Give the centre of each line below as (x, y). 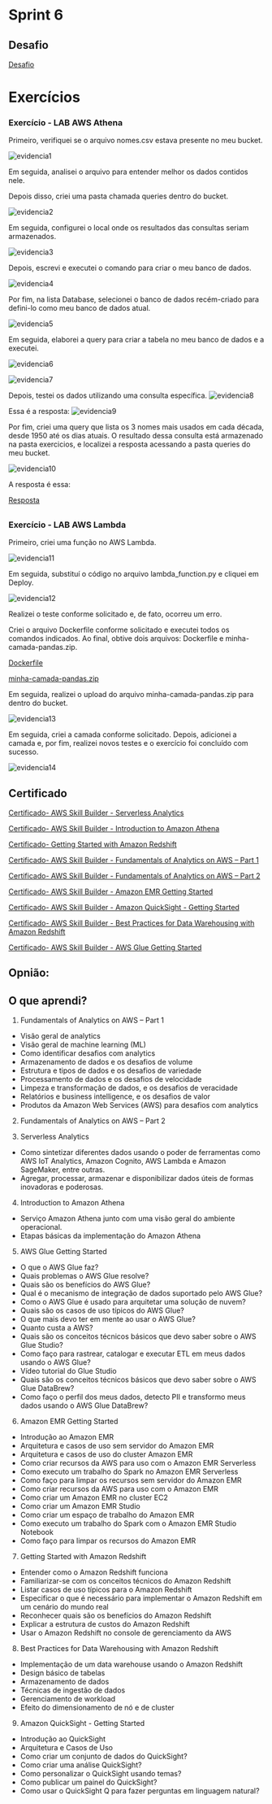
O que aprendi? (48, 1001)
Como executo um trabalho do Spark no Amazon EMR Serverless (129, 1472)
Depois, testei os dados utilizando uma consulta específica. (108, 395)
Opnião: (29, 973)
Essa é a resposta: (39, 412)
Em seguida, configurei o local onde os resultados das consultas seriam (129, 228)
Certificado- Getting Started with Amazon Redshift (93, 844)
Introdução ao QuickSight (63, 1739)
